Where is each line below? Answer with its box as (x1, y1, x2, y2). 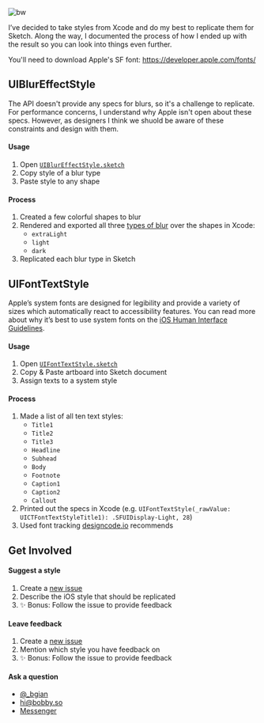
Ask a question (8, 672, 58, 681)
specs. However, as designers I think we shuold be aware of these (8, 115, 224, 125)
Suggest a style (8, 566, 61, 575)
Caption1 (31, 480, 61, 488)
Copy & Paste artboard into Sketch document (19, 368, 168, 377)
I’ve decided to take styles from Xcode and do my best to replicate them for (8, 23, 255, 32)
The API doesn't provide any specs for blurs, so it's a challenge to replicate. (8, 99, 255, 108)
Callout (31, 497, 57, 505)
